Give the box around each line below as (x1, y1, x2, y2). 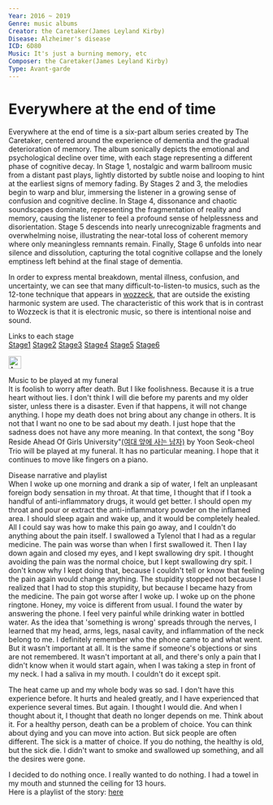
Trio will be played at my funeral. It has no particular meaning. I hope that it (8, 446, 259, 455)
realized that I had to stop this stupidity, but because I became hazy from (8, 582, 253, 592)
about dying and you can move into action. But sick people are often (8, 728, 237, 738)
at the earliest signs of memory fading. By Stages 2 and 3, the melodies (8, 178, 248, 188)
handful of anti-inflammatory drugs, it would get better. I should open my (8, 496, 252, 506)
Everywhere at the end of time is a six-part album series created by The (8, 127, 249, 137)
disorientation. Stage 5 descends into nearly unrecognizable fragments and (8, 221, 262, 232)
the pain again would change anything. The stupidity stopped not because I (8, 574, 262, 584)
